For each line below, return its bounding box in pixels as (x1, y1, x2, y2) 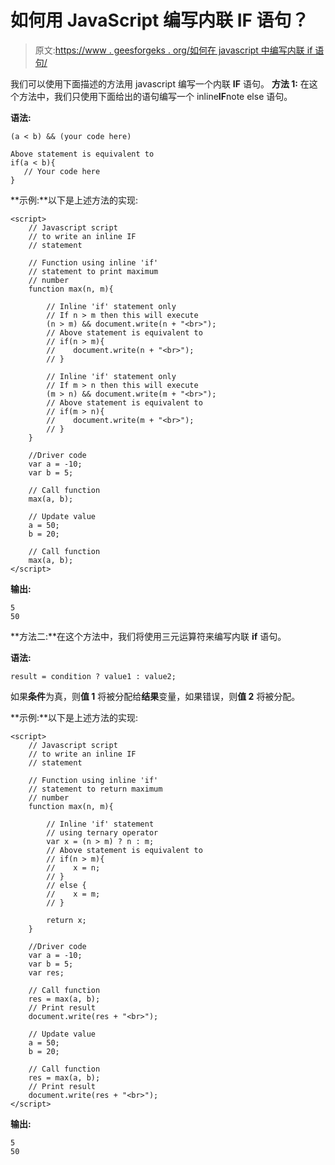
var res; (28, 967, 65, 978)
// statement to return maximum (28, 784, 163, 794)
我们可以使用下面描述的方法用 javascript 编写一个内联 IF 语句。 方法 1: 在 (10, 77, 310, 90)
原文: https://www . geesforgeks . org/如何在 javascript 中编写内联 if (34, 44, 313, 56)
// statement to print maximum (28, 266, 159, 276)
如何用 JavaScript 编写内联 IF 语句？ (10, 9, 310, 32)
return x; (46, 915, 87, 925)
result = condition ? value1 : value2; (10, 671, 177, 681)
